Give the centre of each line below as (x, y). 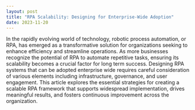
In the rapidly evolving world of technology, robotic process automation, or (96, 39)
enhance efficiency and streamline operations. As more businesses (87, 51)
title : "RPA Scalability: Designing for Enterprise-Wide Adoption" (90, 17)
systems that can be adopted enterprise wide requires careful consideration (98, 70)
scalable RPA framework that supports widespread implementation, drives (95, 89)
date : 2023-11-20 (27, 22)
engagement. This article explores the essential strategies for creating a (93, 82)
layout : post (22, 11)
